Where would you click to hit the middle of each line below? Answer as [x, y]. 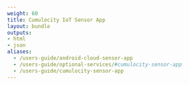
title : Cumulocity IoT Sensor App [56, 20]
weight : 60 [23, 13]
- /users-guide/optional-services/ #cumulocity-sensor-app [98, 64]
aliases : [20, 52]
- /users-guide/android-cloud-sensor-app [73, 58]
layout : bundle [29, 26]
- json [16, 45]
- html [16, 39]
